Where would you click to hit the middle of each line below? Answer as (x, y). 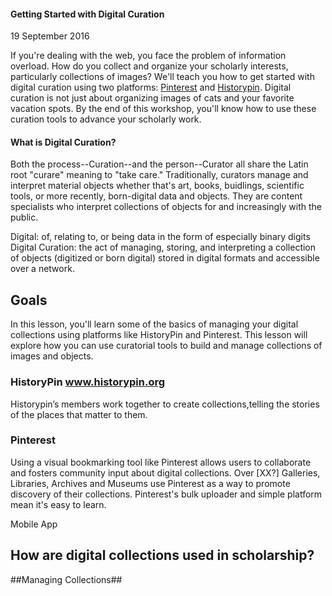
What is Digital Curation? (63, 142)
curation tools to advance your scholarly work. (106, 119)
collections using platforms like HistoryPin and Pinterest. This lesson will (159, 335)
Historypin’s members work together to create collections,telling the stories (165, 404)
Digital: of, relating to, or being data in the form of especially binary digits (160, 237)
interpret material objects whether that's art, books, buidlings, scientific (157, 186)
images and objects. (52, 356)
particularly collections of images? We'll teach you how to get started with (162, 77)
